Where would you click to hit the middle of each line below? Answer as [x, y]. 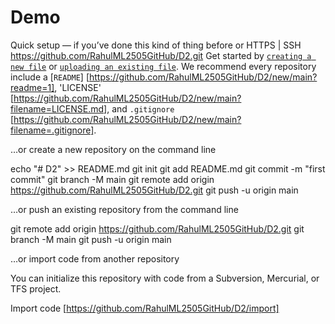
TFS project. [36, 288]
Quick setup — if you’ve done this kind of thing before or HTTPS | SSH [156, 45]
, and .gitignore [140, 108]
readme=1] [32, 87]
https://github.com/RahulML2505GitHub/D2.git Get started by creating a [161, 55]
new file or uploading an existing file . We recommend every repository [163, 66]
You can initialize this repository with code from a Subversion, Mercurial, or [165, 278]
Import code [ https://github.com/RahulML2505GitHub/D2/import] [145, 308]
